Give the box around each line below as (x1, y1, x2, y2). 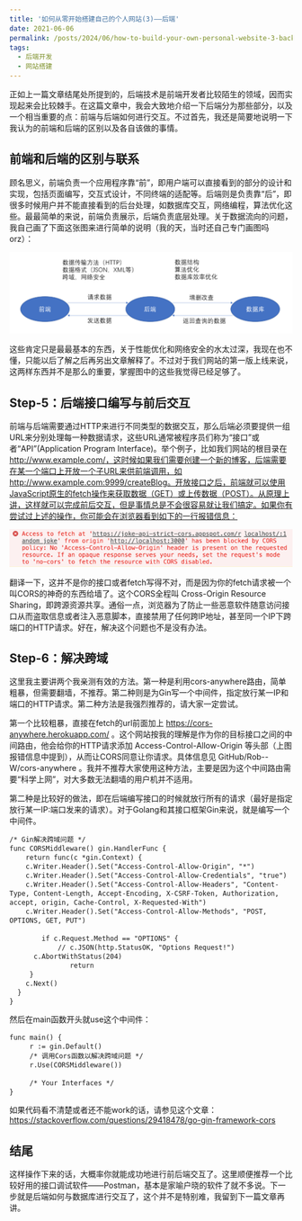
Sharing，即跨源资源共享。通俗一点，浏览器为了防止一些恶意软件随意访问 (9, 599, 282, 610)
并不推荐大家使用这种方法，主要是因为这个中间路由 (93, 763, 284, 774)
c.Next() (25, 979, 58, 989)
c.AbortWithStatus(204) (32, 952, 123, 962)
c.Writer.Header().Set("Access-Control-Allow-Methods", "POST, (25, 907, 268, 917)
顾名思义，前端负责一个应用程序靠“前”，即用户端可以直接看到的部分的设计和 (9, 176, 292, 188)
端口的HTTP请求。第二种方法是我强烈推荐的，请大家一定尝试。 (9, 698, 244, 710)
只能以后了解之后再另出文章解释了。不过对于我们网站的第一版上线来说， (24, 355, 293, 366)
